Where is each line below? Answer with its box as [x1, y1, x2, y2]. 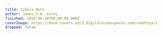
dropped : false [5, 25, 36, 30]
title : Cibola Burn [5, 7, 45, 12]
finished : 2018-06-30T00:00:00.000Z [5, 16, 80, 21]
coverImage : [5, 20, 29, 25]
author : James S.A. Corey [5, 12, 58, 16]
